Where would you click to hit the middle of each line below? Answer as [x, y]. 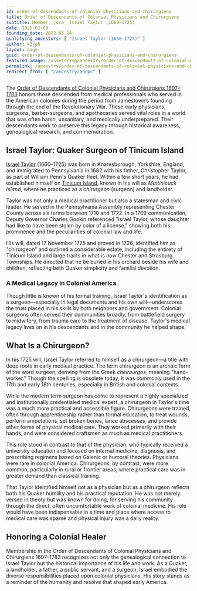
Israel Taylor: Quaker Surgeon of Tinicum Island [95, 150]
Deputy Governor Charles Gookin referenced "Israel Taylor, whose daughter [98, 219]
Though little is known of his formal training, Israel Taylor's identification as [97, 296]
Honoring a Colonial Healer [56, 537]
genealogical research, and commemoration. [60, 132]
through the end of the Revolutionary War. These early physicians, [86, 107]
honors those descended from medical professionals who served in [100, 94]
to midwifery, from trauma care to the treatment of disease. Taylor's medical [98, 321]
